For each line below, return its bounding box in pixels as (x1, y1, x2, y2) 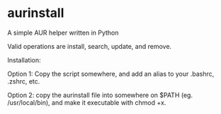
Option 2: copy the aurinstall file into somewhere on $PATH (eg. (7, 91, 193, 99)
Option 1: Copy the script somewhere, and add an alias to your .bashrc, (7, 69, 215, 78)
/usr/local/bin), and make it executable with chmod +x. (7, 98, 166, 107)
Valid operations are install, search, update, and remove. (7, 42, 172, 50)
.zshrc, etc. (7, 76, 40, 86)
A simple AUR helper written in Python (7, 28, 119, 37)
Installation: (7, 55, 41, 64)
